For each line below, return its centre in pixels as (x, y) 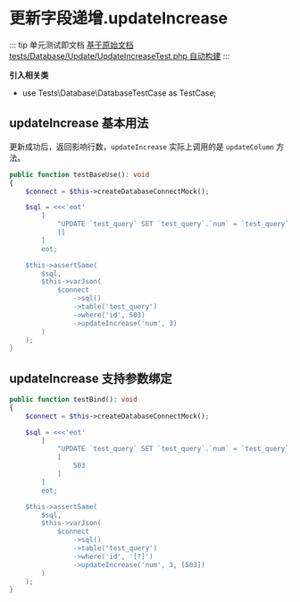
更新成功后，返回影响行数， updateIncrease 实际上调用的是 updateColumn (142, 146)
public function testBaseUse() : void (79, 174)
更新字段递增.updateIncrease (119, 18)
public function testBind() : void (74, 400)
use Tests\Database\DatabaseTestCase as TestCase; (119, 93)
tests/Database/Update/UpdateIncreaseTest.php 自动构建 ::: (120, 55)
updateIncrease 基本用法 (79, 123)
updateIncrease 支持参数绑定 (91, 378)
